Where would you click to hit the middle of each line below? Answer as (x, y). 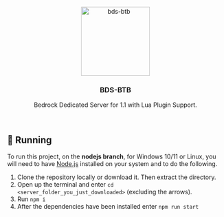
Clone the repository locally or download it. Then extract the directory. (116, 177)
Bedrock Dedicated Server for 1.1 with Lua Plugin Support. (115, 105)
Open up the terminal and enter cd (65, 185)
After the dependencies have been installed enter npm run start (108, 207)
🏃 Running (30, 140)
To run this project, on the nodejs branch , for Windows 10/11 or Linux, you (112, 156)
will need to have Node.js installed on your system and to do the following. (112, 164)
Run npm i (31, 199)
